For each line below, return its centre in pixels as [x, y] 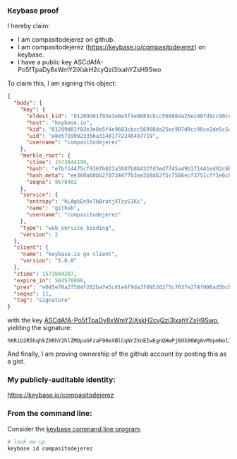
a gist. [16, 361]
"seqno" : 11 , [33, 294]
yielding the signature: [40, 328]
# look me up [26, 442]
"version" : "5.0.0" [49, 261]
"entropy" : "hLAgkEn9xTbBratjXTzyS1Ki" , [86, 202]
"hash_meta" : [45, 175]
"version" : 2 [39, 234]
